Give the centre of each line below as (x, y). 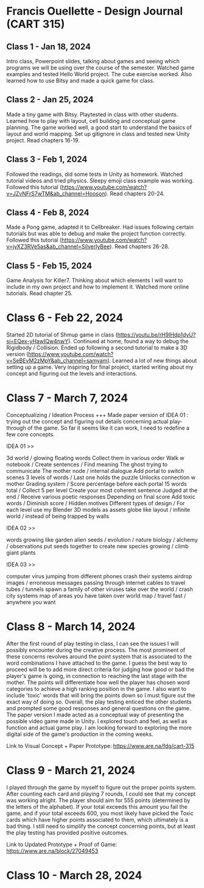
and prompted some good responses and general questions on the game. (99, 708)
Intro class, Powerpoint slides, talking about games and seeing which (93, 61)
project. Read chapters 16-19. (43, 140)
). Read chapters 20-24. (135, 194)
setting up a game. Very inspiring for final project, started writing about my (100, 367)
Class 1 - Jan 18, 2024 (49, 47)
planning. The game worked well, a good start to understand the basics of (99, 127)
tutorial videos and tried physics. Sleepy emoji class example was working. (100, 180)
